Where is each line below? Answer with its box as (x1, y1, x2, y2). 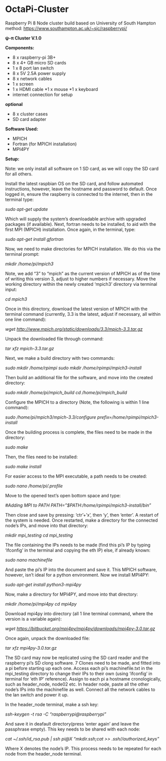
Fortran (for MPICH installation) (12, 141, 77, 147)
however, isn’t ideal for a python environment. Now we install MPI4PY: (5, 572, 149, 578)
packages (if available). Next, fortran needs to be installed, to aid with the (5, 221, 156, 227)
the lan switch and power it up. (5, 692, 69, 698)
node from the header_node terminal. (5, 751, 82, 757)
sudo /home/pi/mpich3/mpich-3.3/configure (5, 414, 96, 420)
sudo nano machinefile (5, 557, 53, 563)
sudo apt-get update (5, 206, 48, 212)
